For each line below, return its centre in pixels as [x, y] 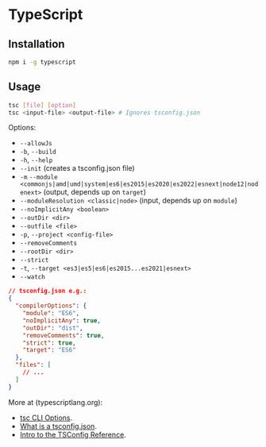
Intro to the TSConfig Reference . [73, 434]
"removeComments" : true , [64, 335]
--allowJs [36, 144]
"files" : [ [33, 365]
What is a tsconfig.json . [58, 426]
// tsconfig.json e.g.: [48, 291]
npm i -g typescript [42, 62]
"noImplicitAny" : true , [62, 320]
